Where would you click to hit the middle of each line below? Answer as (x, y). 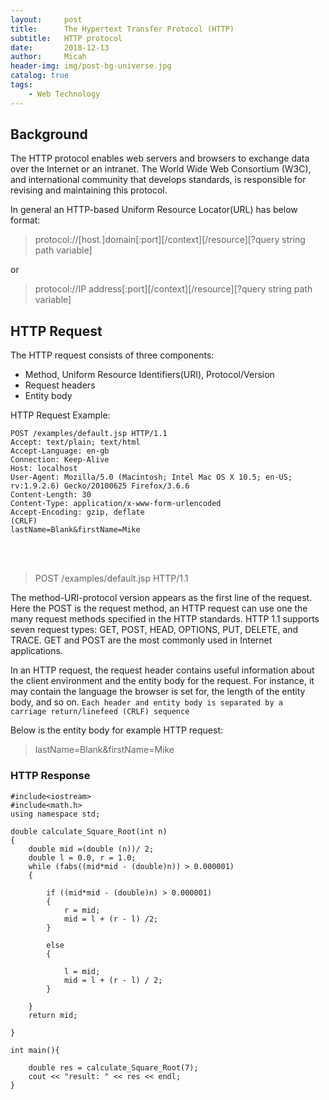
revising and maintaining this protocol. (89, 190)
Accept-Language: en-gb (60, 451)
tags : (21, 85)
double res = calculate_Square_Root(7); (113, 1067)
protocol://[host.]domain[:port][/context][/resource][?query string (170, 240)
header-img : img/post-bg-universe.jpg (91, 66)
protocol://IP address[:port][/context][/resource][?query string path (173, 289)
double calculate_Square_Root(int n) (89, 831)
